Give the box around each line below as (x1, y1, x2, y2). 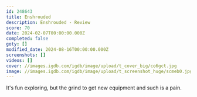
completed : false (6, 36, 49, 41)
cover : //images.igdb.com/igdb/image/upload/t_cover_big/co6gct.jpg (6, 63, 177, 69)
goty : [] (6, 41, 28, 47)
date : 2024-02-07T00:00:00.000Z (6, 30, 85, 36)
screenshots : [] (6, 52, 46, 58)
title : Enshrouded (6, 14, 51, 20)
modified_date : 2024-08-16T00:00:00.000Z (6, 47, 109, 53)
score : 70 (6, 25, 30, 31)
